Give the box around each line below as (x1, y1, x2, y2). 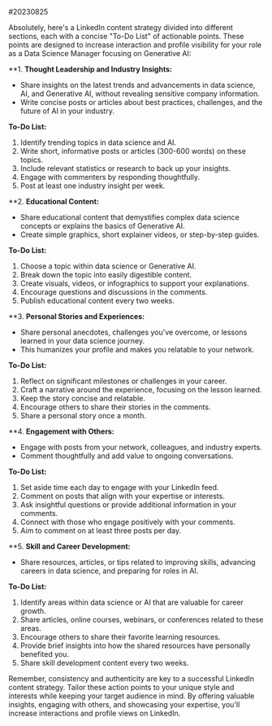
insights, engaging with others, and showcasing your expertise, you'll (8, 700, 240, 709)
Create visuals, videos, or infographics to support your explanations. (19, 278, 249, 288)
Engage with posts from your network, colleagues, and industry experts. (19, 443, 262, 452)
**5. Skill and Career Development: (8, 541, 131, 551)
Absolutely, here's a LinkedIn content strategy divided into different (8, 23, 234, 32)
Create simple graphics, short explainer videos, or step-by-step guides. (19, 230, 260, 239)
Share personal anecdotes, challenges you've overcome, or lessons (19, 327, 248, 337)
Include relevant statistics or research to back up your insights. (19, 164, 231, 173)
